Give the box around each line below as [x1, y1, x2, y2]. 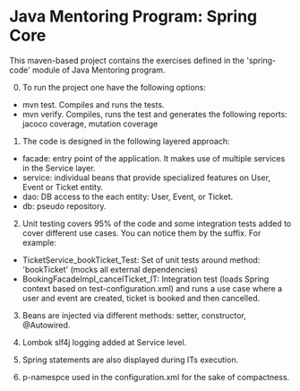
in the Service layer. [21, 162, 96, 173]
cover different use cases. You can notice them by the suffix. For [21, 227, 261, 239]
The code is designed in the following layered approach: [21, 135, 230, 146]
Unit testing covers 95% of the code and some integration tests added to [21, 218, 292, 229]
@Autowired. [21, 319, 71, 330]
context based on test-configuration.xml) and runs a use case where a [21, 282, 283, 293]
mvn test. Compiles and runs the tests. [21, 99, 165, 109]
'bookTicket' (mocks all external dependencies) [21, 264, 199, 274]
